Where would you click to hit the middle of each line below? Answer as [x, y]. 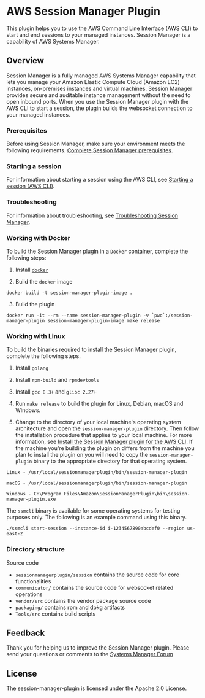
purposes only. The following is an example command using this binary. [97, 518]
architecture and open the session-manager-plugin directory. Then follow [107, 428]
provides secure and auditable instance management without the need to [99, 95]
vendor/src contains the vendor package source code [83, 600]
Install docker [32, 270]
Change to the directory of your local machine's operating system [98, 422]
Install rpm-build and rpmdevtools [57, 380]
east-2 [15, 534]
